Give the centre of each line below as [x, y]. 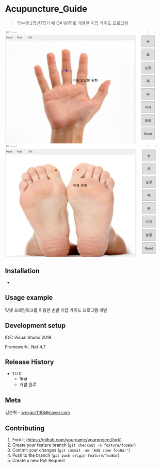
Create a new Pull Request [39, 460]
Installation [22, 271]
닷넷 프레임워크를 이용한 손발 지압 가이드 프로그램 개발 [56, 310]
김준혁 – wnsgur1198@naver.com [38, 413]
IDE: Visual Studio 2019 [28, 337]
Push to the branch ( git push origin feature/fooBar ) [66, 455]
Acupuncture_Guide [46, 9]
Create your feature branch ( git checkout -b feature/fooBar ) [74, 445]
